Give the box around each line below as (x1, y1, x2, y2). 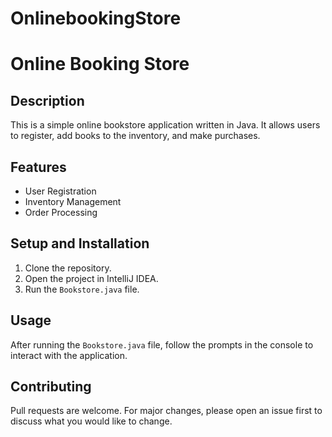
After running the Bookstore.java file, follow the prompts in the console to (10, 338, 314, 351)
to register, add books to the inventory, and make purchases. (10, 130, 261, 142)
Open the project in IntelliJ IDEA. (24, 272, 159, 284)
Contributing (10, 378, 92, 396)
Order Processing (24, 207, 98, 218)
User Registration (24, 185, 97, 197)
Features (10, 158, 67, 176)
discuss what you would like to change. (10, 415, 173, 427)
